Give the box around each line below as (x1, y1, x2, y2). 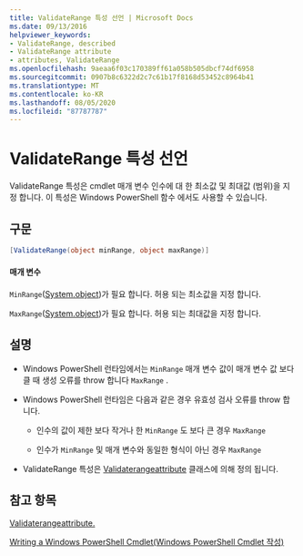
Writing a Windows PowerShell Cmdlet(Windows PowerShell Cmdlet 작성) (9, 536, 285, 547)
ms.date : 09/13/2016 (9, 22, 88, 31)
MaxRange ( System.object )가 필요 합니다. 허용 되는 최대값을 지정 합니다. (9, 308, 262, 319)
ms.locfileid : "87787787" (9, 107, 107, 116)
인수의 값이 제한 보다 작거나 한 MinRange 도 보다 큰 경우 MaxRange (35, 425, 267, 436)
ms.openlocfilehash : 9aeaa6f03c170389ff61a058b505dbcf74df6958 (9, 65, 255, 74)
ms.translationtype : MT (9, 81, 100, 90)
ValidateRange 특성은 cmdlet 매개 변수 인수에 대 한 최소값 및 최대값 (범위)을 (9, 180, 281, 191)
